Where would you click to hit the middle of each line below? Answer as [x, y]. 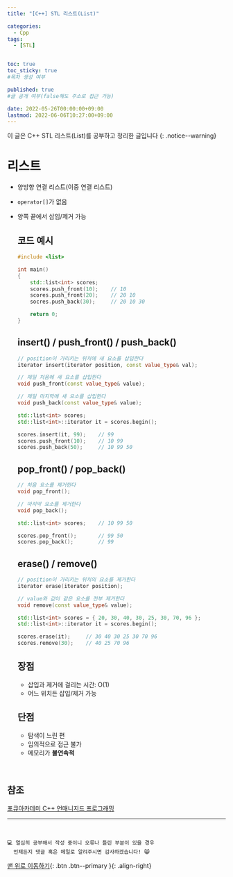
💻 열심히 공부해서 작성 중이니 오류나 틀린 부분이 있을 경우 [81, 843]
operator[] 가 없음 [42, 202]
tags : [15, 39]
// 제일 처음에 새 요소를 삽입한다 [59, 377]
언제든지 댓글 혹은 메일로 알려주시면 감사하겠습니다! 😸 [82, 852]
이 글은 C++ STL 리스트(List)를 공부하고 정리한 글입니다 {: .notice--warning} [112, 136]
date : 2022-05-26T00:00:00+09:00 [55, 108]
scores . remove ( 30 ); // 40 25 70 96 [73, 644]
